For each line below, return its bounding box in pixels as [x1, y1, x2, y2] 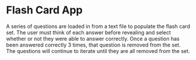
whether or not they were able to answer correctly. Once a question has [6, 35, 180, 42]
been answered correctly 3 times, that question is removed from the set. [6, 41, 181, 48]
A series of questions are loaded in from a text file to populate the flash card [6, 23, 191, 30]
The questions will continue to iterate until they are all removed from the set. [6, 47, 190, 54]
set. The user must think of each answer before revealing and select [6, 29, 171, 36]
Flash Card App [6, 3, 83, 17]
